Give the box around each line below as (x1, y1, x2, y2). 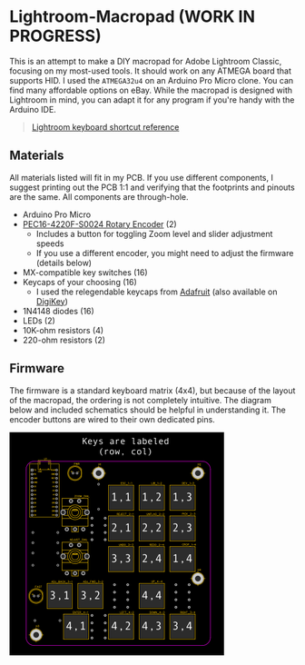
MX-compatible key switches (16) (22, 266, 148, 278)
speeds (35, 238, 64, 249)
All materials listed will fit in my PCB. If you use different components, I (9, 172, 274, 183)
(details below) (35, 257, 93, 268)
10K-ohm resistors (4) (22, 324, 104, 335)
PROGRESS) (9, 25, 102, 46)
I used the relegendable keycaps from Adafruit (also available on (35, 286, 278, 297)
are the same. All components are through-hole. (9, 191, 189, 202)
